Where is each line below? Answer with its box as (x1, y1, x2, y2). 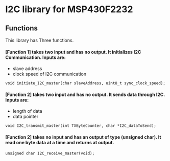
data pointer (12, 113, 39, 120)
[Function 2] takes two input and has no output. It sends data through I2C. (5, 91, 165, 98)
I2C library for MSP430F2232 (5, 4, 133, 15)
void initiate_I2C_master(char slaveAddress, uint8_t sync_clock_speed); (5, 81, 166, 86)
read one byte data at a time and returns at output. (5, 140, 114, 145)
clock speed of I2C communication (12, 71, 87, 77)
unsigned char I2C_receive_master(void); (5, 151, 95, 156)
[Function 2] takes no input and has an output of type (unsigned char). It (5, 134, 162, 140)
